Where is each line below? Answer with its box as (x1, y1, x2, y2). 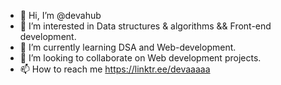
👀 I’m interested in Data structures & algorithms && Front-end (19, 20, 272, 32)
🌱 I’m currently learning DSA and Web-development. (19, 41, 237, 53)
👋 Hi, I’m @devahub (19, 10, 102, 21)
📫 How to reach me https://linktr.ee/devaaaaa (19, 63, 211, 75)
